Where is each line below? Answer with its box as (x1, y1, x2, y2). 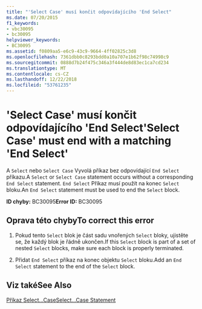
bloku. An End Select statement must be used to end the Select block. (6, 186, 180, 193)
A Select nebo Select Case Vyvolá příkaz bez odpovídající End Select (6, 167, 180, 174)
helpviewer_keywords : (6, 37, 61, 43)
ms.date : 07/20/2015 (6, 15, 59, 21)
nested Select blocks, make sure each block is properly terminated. (15, 244, 184, 251)
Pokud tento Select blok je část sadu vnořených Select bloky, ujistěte (15, 231, 189, 239)
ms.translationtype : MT (6, 65, 67, 71)
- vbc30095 (6, 25, 34, 32)
